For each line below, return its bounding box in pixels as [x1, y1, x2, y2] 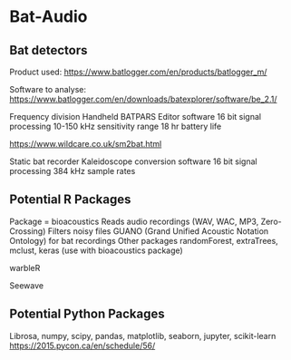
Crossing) [9, 225, 46, 237]
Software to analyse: [9, 84, 87, 94]
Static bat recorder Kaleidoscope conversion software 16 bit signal [9, 156, 257, 167]
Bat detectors [9, 43, 88, 58]
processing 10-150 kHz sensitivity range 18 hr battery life [9, 121, 222, 131]
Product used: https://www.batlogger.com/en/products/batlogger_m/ [9, 66, 267, 77]
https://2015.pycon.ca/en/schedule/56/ [9, 340, 156, 351]
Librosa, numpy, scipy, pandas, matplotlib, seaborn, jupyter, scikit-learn [9, 330, 276, 341]
